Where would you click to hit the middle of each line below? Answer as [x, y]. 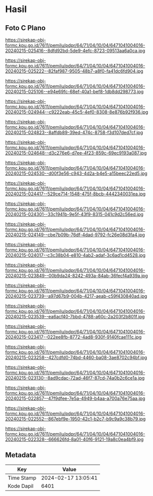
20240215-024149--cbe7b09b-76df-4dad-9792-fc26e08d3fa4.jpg [75, 235]
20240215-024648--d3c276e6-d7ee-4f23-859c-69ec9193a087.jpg [76, 153]
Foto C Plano [25, 28]
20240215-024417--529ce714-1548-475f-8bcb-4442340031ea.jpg [75, 194]
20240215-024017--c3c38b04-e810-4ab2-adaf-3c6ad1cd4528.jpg [75, 255]
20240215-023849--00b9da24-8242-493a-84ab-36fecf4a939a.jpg [77, 276]
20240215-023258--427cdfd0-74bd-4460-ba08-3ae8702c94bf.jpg [76, 358]
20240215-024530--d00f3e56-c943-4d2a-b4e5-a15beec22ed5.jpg [76, 173]
